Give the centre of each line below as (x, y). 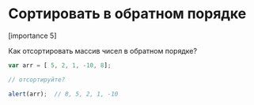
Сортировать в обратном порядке (127, 14)
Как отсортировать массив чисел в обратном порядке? (103, 51)
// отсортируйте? (37, 80)
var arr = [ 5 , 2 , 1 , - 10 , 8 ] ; (60, 65)
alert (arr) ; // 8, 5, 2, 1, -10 (63, 94)
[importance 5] (32, 36)
